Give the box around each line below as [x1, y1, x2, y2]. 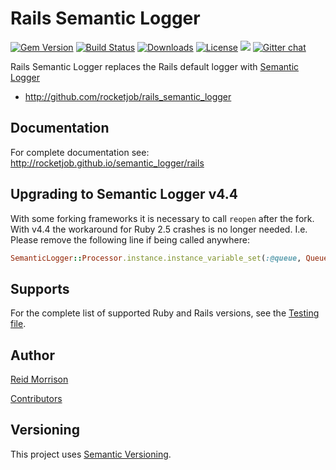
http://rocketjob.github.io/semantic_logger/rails [10, 157, 205, 169]
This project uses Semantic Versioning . [10, 448, 172, 460]
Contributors [10, 393, 63, 405]
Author [10, 347, 55, 364]
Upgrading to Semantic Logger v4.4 [10, 186, 238, 203]
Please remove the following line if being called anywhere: [10, 233, 250, 246]
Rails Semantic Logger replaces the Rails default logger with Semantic [10, 60, 300, 72]
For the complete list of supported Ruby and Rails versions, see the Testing [10, 307, 320, 319]
